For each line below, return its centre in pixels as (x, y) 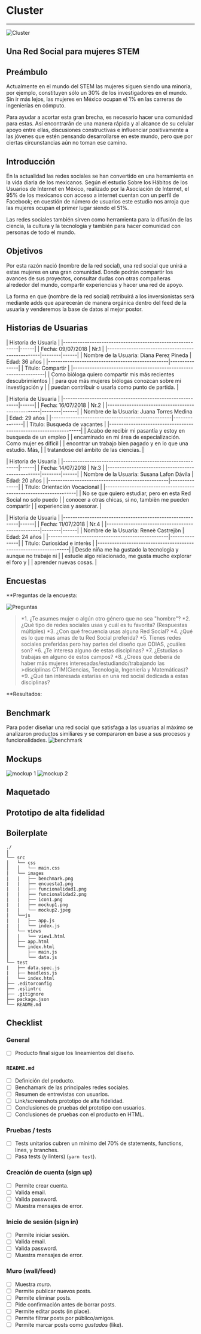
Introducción (31, 162)
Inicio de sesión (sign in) (42, 1222)
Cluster (25, 11)
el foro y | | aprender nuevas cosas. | (51, 562)
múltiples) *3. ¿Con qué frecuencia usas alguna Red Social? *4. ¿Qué (107, 631)
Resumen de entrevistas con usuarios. (62, 1094)
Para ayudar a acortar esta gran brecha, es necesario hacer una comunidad (100, 117)
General (18, 1040)
